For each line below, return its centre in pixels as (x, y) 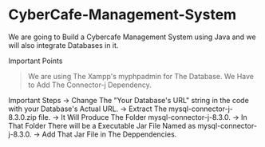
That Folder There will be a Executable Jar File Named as (102, 125)
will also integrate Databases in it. (63, 45)
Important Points (36, 61)
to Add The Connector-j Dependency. (89, 85)
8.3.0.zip (23, 117)
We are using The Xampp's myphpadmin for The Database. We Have (140, 76)
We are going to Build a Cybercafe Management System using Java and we (132, 37)
